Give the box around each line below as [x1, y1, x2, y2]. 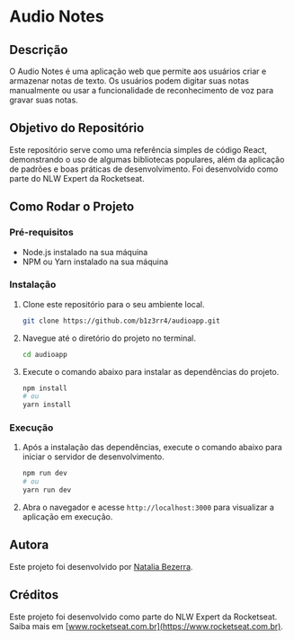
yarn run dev [22, 485, 72, 495]
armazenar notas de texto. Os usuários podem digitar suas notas [9, 76, 250, 86]
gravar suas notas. [9, 94, 78, 105]
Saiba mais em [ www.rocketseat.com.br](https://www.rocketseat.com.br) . [9, 620, 283, 631]
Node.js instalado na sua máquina [22, 246, 148, 257]
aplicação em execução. [22, 511, 113, 522]
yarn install [22, 400, 72, 410]
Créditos [9, 587, 59, 603]
